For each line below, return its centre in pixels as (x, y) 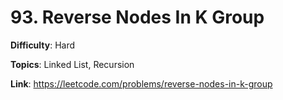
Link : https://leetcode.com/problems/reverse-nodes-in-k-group (141, 83)
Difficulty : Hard (43, 45)
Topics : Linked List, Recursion (72, 64)
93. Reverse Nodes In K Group (137, 17)
